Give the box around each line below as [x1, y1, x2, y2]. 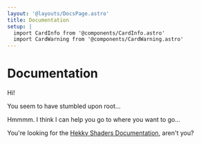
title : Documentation [7, 17, 70, 24]
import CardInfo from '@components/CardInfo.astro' [13, 29, 166, 37]
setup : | [7, 23, 32, 30]
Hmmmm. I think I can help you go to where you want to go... [7, 116, 181, 124]
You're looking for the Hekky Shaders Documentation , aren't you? [7, 129, 195, 137]
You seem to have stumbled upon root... [7, 102, 121, 111]
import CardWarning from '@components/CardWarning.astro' [13, 36, 184, 43]
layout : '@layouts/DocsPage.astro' [7, 10, 110, 17]
